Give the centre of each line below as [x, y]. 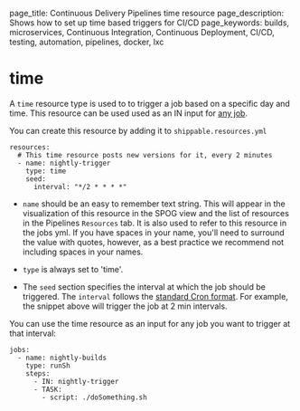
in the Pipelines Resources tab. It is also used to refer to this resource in [155, 223]
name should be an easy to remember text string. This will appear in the [154, 204]
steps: [38, 373]
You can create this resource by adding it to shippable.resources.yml [138, 130]
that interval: [33, 333]
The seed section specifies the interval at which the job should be [144, 287]
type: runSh [48, 366]
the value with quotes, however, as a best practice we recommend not [153, 242]
